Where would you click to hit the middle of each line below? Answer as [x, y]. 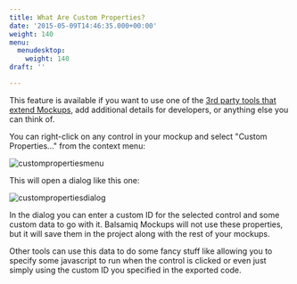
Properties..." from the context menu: [77, 146]
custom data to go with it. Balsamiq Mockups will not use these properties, [146, 224]
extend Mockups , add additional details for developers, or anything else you [149, 110]
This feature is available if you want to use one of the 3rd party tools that [143, 100]
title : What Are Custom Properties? [77, 17]
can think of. [32, 119]
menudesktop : [41, 51]
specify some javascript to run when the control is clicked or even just [138, 260]
